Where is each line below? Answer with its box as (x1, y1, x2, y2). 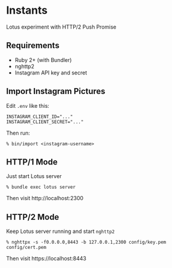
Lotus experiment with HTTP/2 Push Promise (6, 23, 117, 30)
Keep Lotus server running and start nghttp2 (6, 228, 115, 235)
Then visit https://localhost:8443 (6, 255, 87, 262)
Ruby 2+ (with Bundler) (14, 56, 72, 63)
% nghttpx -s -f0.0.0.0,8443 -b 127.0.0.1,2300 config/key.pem (6, 239, 167, 245)
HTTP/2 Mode (6, 212, 60, 222)
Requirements (6, 40, 60, 51)
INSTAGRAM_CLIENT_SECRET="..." (6, 119, 84, 125)
